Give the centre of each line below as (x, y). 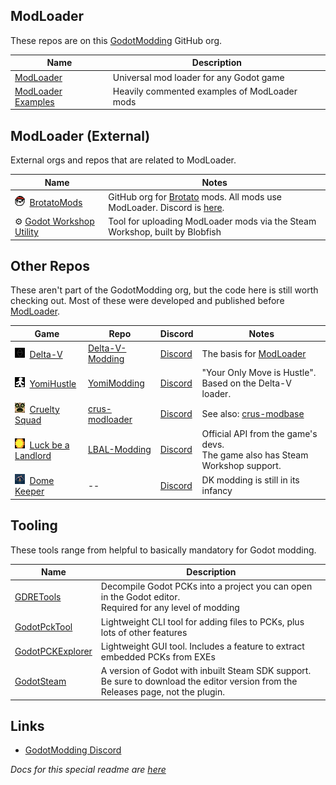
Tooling (34, 525)
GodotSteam (40, 681)
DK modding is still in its (250, 480)
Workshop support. (241, 465)
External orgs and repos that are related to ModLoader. (123, 160)
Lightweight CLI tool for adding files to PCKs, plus (202, 621)
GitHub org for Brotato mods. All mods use (195, 196)
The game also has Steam (255, 455)
